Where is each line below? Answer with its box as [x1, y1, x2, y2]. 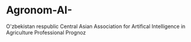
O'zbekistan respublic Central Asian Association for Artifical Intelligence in [6, 23, 186, 30]
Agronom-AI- [6, 3, 73, 17]
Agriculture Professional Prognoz [6, 29, 86, 36]
